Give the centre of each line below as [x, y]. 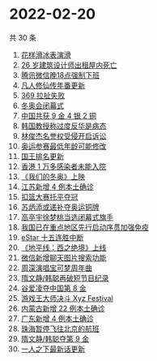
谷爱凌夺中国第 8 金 [54, 288]
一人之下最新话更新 [53, 349]
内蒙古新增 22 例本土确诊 [63, 308]
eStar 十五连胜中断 [52, 237]
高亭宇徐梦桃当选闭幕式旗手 [67, 217]
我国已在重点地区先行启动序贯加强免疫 [85, 227]
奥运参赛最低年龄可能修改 [64, 146]
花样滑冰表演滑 [46, 54]
